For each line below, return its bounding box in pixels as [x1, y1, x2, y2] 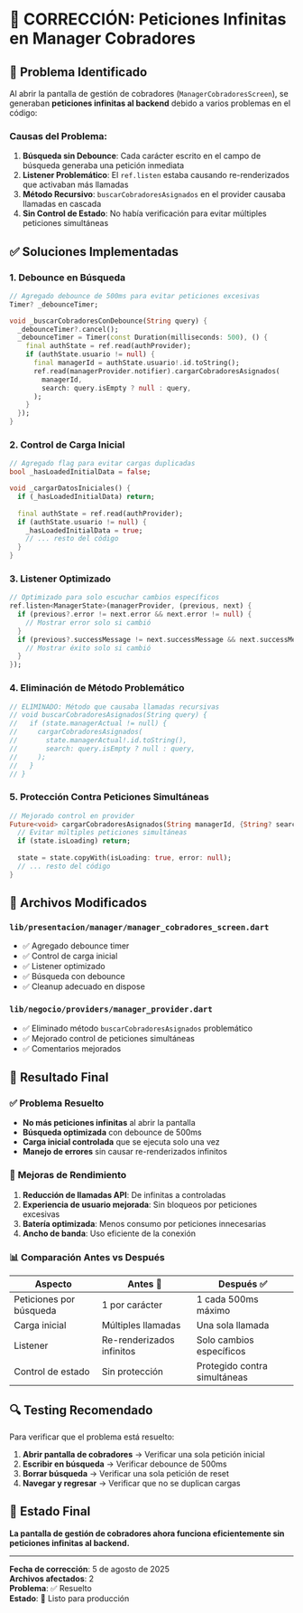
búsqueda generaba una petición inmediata [22, 160, 185, 171]
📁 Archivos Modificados [9, 895, 147, 910]
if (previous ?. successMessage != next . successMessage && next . [17, 635, 260, 644]
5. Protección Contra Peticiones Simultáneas [9, 791, 209, 804]
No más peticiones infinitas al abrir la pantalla [22, 1118, 196, 1128]
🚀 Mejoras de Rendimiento [9, 1169, 127, 1182]
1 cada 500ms [197, 1293, 259, 1306]
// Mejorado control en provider [9, 811, 135, 820]
